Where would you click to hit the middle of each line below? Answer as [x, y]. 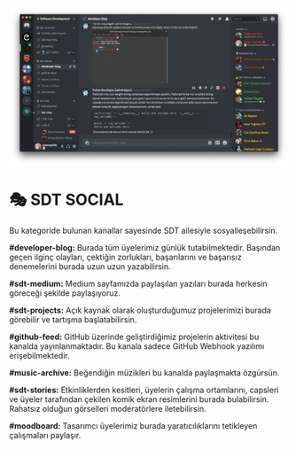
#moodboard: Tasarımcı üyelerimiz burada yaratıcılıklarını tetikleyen [133, 426]
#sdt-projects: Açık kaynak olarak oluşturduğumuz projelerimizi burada [140, 310]
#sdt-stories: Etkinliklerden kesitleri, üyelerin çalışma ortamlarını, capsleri [144, 390]
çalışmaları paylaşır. [45, 435]
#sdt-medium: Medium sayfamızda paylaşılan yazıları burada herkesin [138, 283]
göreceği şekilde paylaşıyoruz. [65, 293]
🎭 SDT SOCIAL [66, 200]
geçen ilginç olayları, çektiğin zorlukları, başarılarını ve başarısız [125, 257]
